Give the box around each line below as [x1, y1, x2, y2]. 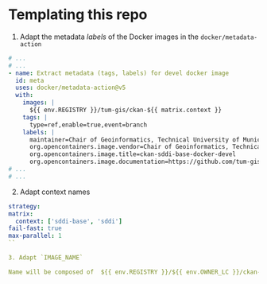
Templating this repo [8, 6, 148, 24]
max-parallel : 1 [8, 232, 62, 240]
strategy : [8, 202, 41, 210]
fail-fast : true [8, 224, 62, 232]
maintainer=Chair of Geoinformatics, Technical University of [29, 135, 240, 144]
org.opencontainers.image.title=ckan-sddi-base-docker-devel [29, 150, 237, 158]
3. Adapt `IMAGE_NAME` [8, 254, 83, 262]
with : [15, 91, 34, 99]
